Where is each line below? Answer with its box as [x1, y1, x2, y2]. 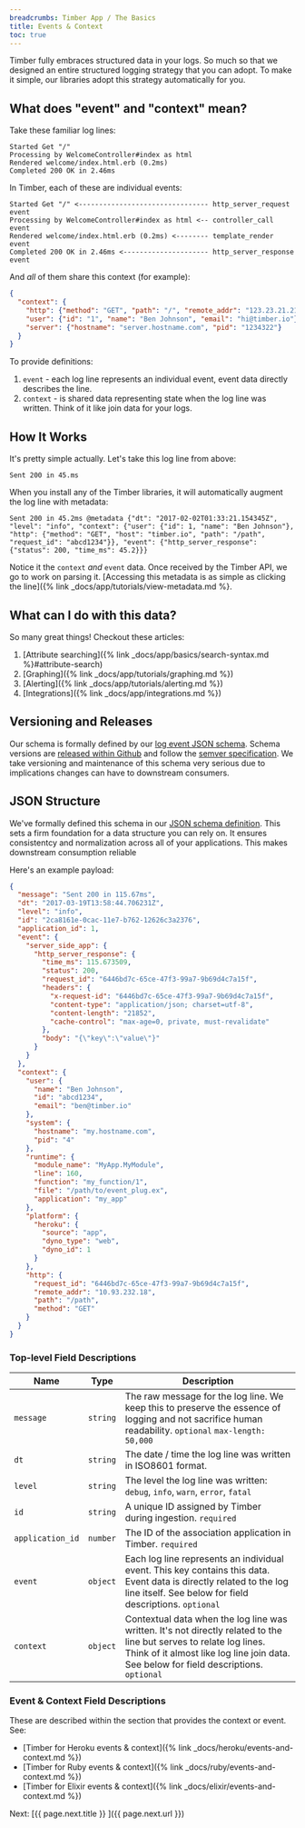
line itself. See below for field [124, 1587, 249, 1600]
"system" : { [25, 1119, 71, 1128]
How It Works [9, 429, 88, 445]
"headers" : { [42, 984, 92, 993]
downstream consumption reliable [9, 846, 137, 857]
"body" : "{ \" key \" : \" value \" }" [42, 1034, 161, 1044]
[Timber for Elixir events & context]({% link [22, 1781, 183, 1792]
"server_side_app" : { [25, 941, 107, 950]
